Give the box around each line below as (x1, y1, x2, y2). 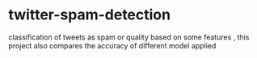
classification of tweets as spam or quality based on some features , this (8, 32, 250, 42)
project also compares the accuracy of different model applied (8, 40, 217, 50)
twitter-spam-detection (8, 6, 171, 24)
